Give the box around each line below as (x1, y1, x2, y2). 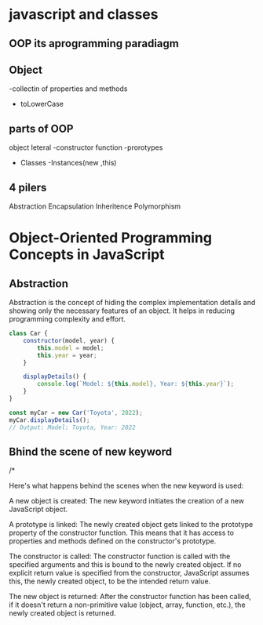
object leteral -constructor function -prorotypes (9, 143, 163, 152)
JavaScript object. (9, 504, 68, 514)
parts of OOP (9, 122, 74, 135)
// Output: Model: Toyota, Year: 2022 (9, 423, 136, 431)
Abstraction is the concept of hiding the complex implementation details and (9, 298, 256, 307)
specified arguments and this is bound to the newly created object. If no (9, 560, 242, 569)
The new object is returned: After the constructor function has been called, (9, 592, 252, 601)
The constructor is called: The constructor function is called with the (9, 551, 231, 561)
